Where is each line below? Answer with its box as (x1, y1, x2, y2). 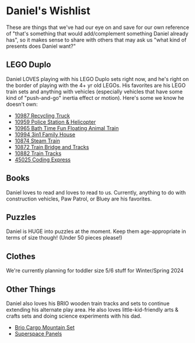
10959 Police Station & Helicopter (14, 118, 96, 125)
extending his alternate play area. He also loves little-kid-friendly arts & (6, 306, 179, 313)
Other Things (6, 284, 56, 294)
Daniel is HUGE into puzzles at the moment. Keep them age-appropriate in (6, 228, 187, 235)
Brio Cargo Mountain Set (14, 324, 75, 331)
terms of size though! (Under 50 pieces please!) (6, 234, 123, 241)
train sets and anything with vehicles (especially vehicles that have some (6, 88, 183, 95)
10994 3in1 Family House (14, 131, 75, 138)
